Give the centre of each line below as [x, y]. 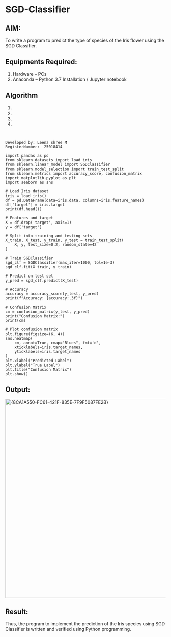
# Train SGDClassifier [29, 258]
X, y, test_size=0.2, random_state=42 [55, 245]
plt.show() [17, 374]
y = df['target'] [24, 227]
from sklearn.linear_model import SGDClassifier [58, 164]
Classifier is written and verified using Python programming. [68, 629]
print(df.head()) [24, 209]
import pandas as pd [27, 156]
